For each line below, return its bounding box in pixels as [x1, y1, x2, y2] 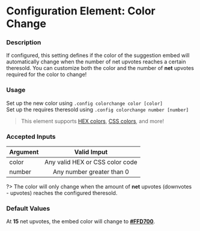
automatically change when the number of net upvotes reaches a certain [6, 58, 186, 65]
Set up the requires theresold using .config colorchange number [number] [6, 106, 189, 113]
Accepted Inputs [6, 132, 56, 141]
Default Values [6, 205, 50, 212]
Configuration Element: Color [6, 4, 156, 18]
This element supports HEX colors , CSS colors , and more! [20, 117, 164, 124]
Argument [9, 148, 39, 156]
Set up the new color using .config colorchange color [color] [6, 99, 163, 107]
